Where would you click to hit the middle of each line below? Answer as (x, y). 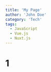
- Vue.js (19, 33)
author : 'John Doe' (26, 15)
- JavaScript (24, 29)
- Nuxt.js (20, 39)
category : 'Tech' (24, 19)
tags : (11, 24)
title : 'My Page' (24, 10)
